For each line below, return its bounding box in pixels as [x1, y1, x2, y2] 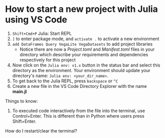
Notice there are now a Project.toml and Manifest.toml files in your [19, 46, 155, 52]
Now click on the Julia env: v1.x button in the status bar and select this [12, 62, 161, 68]
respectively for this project [19, 57, 76, 63]
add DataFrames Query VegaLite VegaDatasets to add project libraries [12, 41, 153, 47]
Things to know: [5, 98, 38, 104]
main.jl [12, 88, 27, 94]
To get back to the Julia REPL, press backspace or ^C [12, 78, 119, 84]
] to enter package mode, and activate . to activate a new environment [12, 36, 160, 42]
